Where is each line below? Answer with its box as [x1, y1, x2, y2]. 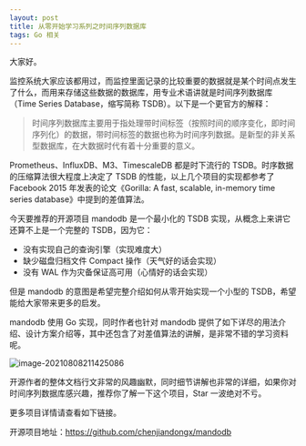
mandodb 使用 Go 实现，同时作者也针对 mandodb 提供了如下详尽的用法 [9, 317, 279, 328]
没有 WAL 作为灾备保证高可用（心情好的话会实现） [22, 267, 213, 278]
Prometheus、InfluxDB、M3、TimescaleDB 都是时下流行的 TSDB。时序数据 [9, 160, 294, 171]
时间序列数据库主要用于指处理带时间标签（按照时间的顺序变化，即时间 [31, 117, 296, 128]
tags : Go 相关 [9, 30, 61, 39]
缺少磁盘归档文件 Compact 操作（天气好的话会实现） [22, 256, 221, 267]
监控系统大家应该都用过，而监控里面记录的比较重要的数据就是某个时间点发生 [9, 76, 297, 86]
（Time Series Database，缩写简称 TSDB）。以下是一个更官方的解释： [9, 98, 271, 109]
